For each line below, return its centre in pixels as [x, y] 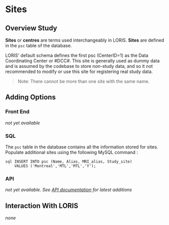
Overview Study [31, 28]
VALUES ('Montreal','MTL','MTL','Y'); [55, 166]
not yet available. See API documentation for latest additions [69, 190]
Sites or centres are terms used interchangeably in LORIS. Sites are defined [85, 40]
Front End [17, 111]
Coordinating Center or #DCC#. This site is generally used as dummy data [82, 61]
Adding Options [31, 97]
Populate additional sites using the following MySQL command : [72, 152]
